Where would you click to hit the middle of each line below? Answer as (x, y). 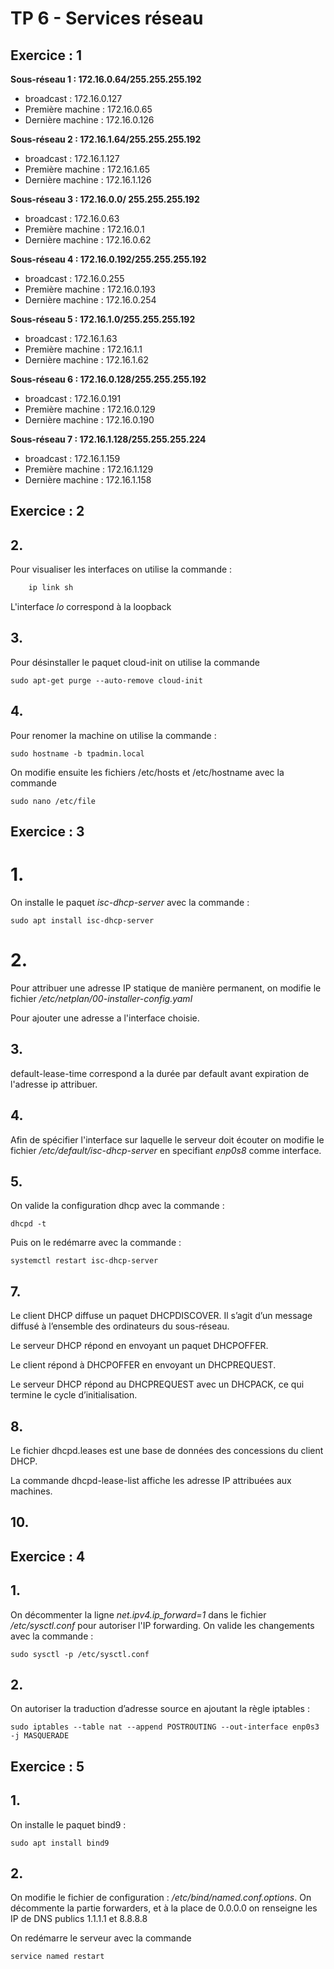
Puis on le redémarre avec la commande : (96, 1243)
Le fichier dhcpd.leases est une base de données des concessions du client (167, 1451)
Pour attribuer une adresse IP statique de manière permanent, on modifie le (166, 988)
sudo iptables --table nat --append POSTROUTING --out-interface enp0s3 (165, 1727)
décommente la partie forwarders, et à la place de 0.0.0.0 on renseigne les (164, 1908)
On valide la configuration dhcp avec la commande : (117, 1206)
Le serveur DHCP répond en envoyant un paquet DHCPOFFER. (139, 1346)
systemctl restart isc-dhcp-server (84, 1261)
